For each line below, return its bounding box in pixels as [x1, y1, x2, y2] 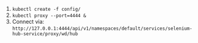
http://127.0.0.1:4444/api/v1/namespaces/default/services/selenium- [12, 25, 193, 31]
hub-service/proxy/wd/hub [12, 31, 78, 37]
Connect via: [12, 18, 44, 25]
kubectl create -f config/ [12, 6, 81, 12]
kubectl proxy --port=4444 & [12, 13, 87, 19]
